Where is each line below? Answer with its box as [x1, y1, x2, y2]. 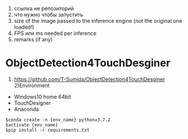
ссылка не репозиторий [13, 5, 74, 12]
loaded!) [13, 23, 35, 30]
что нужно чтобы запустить [13, 11, 83, 18]
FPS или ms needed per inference [13, 30, 97, 37]
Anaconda [13, 105, 39, 113]
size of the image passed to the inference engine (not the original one [13, 18, 183, 24]
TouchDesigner [13, 99, 52, 106]
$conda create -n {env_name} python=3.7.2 [5, 117, 111, 123]
